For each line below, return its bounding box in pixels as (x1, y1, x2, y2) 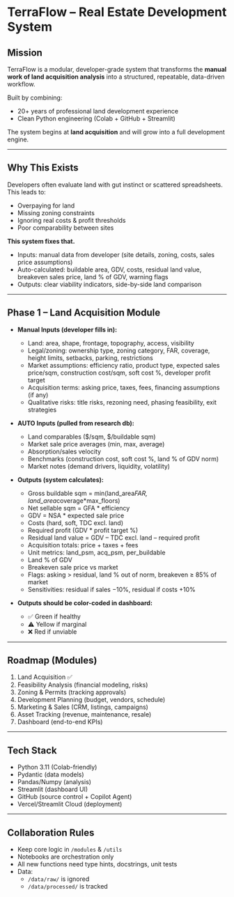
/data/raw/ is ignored (27, 875, 90, 883)
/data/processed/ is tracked (27, 882, 108, 891)
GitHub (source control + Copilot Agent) (17, 793, 132, 801)
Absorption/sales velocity (27, 447, 102, 455)
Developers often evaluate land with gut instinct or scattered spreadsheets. (7, 180, 223, 189)
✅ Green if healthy (27, 612, 81, 621)
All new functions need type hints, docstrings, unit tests (17, 860, 178, 868)
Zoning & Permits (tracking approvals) (17, 688, 127, 696)
